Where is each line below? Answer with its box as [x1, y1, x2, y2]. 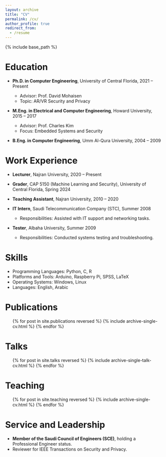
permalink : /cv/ [5, 16, 39, 21]
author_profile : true [5, 21, 50, 26]
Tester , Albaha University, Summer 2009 [12, 225, 96, 231]
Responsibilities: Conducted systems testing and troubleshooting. [19, 234, 154, 240]
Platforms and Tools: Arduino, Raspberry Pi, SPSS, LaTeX [12, 274, 129, 279]
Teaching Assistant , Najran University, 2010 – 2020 [12, 196, 119, 202]
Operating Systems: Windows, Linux [12, 279, 87, 285]
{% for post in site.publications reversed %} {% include [12, 318, 125, 324]
